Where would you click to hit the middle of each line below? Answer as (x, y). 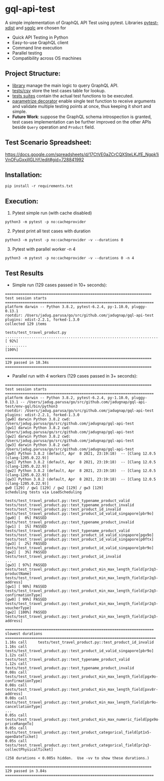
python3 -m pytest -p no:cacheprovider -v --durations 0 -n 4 (70, 258)
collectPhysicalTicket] (29, 750)
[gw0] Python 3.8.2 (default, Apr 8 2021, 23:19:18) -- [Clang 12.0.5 (81, 453)
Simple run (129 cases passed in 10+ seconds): (60, 285)
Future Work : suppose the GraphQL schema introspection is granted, (82, 117)
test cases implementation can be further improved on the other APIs (82, 122)
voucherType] (18, 608)
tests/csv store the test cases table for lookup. (59, 90)
